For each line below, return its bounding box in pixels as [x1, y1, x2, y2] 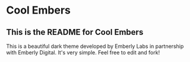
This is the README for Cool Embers [6, 27, 144, 37]
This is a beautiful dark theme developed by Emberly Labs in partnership [6, 43, 184, 50]
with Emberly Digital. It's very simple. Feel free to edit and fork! [6, 49, 160, 56]
